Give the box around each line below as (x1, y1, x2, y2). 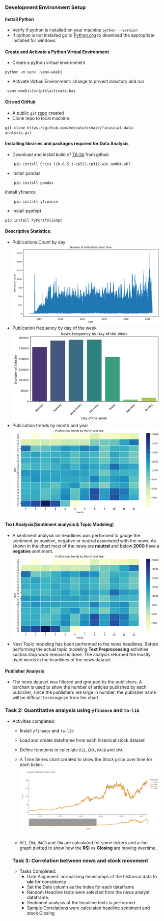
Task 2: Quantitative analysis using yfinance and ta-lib (5, 707, 139, 714)
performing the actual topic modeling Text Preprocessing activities (12, 646, 149, 652)
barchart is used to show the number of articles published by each (12, 684, 147, 690)
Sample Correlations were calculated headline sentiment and (27, 905, 150, 911)
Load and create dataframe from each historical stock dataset (19, 737, 145, 743)
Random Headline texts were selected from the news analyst (27, 890, 150, 895)
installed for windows (12, 37, 55, 43)
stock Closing (27, 910, 55, 916)
